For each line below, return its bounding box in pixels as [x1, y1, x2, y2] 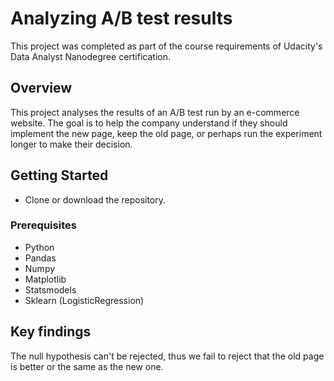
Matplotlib [24, 273, 67, 285]
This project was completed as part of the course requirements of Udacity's [10, 40, 323, 52]
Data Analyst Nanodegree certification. [10, 50, 171, 62]
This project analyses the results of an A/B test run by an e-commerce [10, 106, 300, 118]
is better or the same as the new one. [10, 360, 164, 372]
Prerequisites [10, 218, 77, 232]
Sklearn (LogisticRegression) [24, 294, 145, 306]
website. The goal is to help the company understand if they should [10, 117, 288, 129]
